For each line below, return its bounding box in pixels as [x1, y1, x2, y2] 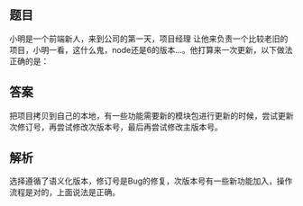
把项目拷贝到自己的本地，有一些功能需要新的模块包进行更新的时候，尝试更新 [9, 110, 294, 121]
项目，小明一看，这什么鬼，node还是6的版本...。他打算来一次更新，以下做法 [9, 44, 293, 55]
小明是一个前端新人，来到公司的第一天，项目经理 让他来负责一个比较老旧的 [9, 33, 289, 44]
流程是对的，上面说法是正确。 [9, 187, 120, 198]
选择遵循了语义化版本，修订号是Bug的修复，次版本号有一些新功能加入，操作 [9, 175, 293, 186]
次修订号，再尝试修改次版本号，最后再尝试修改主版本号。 [9, 121, 223, 132]
